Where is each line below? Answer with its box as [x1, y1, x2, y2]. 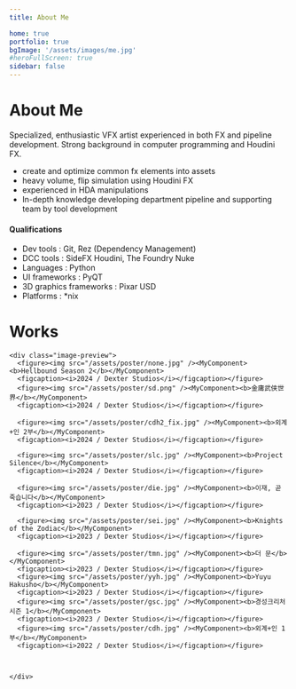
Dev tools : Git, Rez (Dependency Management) [21, 243, 197, 254]
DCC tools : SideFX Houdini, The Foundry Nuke [21, 253, 195, 264]
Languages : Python [21, 263, 96, 273]
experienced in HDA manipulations [21, 184, 149, 195]
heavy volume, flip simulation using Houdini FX [21, 175, 193, 186]
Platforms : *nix [21, 290, 79, 302]
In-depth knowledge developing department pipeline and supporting [21, 194, 273, 204]
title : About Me [9, 12, 69, 22]
